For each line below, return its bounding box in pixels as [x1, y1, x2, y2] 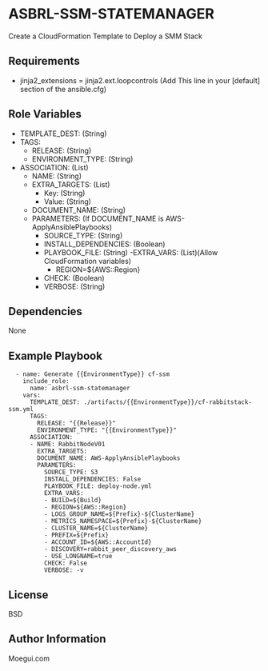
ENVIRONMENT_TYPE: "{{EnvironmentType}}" [37, 426, 178, 434]
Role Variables [8, 107, 82, 121]
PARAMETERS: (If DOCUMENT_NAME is [31, 214, 164, 223]
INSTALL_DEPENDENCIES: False [43, 475, 142, 484]
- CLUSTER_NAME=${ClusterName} [43, 525, 149, 533]
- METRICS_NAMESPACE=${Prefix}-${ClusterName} [43, 517, 202, 525]
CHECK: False [43, 559, 88, 568]
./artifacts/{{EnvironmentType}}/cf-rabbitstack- [83, 398, 252, 406]
